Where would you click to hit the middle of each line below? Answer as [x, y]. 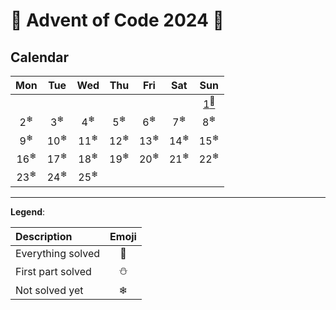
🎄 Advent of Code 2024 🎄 [117, 20]
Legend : [28, 211]
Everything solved [58, 253]
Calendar [39, 57]
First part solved [53, 272]
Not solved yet [49, 290]
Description [44, 236]
